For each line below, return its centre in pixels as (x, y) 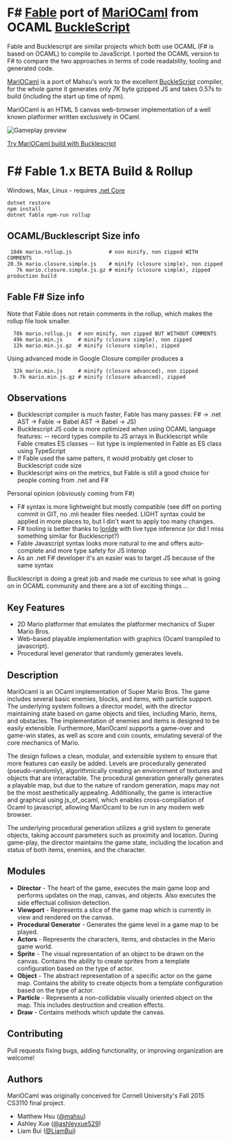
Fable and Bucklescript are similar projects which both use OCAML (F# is (111, 46)
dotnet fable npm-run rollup (49, 215)
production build (32, 276)
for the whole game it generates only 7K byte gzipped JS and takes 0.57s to (114, 89)
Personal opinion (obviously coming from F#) (71, 494)
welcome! (21, 1058)
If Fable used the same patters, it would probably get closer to (105, 458)
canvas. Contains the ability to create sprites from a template (103, 961)
